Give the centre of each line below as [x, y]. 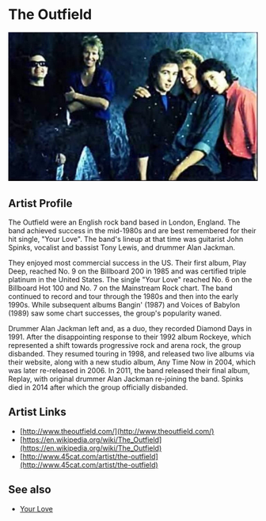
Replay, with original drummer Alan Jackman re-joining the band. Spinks [126, 379]
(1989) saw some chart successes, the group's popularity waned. [115, 313]
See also [30, 490]
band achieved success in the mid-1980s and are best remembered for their [132, 230]
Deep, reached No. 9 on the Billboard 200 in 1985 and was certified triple [127, 271]
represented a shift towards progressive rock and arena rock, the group [125, 345]
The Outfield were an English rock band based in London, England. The [124, 222]
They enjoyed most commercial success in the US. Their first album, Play [127, 262]
